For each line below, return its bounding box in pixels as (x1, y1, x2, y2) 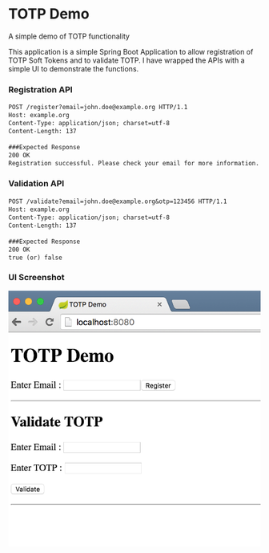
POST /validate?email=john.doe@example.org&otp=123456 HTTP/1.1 (8, 197, 227, 205)
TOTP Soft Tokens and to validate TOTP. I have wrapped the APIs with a (8, 55, 245, 65)
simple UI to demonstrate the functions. (8, 63, 139, 73)
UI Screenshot (8, 272, 66, 283)
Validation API (8, 178, 65, 189)
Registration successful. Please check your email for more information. (8, 160, 260, 168)
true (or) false (8, 254, 62, 262)
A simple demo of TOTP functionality (8, 31, 130, 41)
